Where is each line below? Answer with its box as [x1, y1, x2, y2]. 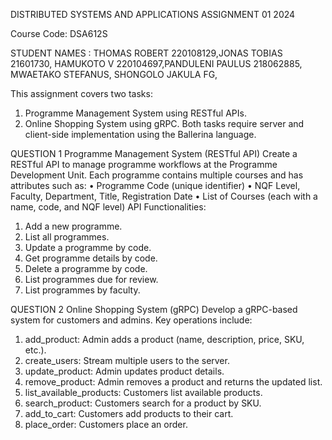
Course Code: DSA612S [10, 28, 108, 39]
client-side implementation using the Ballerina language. [24, 129, 257, 140]
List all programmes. [24, 231, 110, 243]
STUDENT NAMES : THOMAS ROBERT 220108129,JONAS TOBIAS [10, 47, 283, 59]
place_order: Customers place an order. [24, 419, 188, 430]
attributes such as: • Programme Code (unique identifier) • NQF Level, [10, 180, 301, 191]
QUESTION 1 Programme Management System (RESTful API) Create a [10, 148, 298, 159]
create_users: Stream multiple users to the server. [24, 355, 230, 366]
